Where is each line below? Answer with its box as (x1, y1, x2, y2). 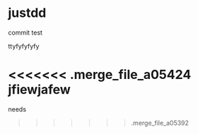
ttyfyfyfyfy (8, 42, 40, 50)
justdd (8, 5, 47, 21)
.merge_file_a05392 (131, 118, 190, 127)
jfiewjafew (8, 82, 71, 98)
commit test (8, 28, 43, 37)
